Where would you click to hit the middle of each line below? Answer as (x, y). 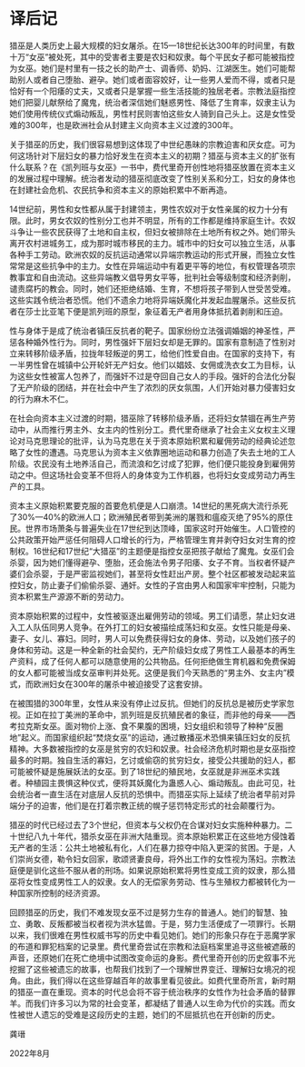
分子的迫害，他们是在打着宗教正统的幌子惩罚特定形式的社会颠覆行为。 (148, 805)
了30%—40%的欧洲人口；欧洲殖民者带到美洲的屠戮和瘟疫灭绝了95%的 (143, 517)
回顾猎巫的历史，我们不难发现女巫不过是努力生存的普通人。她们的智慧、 (144, 912)
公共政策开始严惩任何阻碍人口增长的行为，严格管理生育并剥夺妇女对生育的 (148, 539)
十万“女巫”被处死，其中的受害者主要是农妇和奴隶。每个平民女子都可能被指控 (152, 56)
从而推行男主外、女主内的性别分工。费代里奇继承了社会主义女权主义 (160, 429)
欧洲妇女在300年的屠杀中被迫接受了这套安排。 (120, 683)
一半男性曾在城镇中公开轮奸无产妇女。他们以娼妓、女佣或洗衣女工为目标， (148, 364)
